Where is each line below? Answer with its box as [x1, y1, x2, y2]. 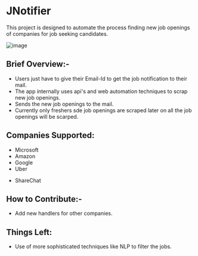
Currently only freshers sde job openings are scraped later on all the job [14, 106, 192, 114]
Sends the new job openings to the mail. [14, 100, 114, 107]
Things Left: [6, 227, 52, 237]
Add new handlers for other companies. [14, 210, 113, 217]
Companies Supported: [6, 130, 95, 141]
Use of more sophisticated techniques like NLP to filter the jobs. [14, 243, 172, 250]
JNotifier [6, 4, 51, 18]
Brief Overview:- [6, 59, 70, 69]
